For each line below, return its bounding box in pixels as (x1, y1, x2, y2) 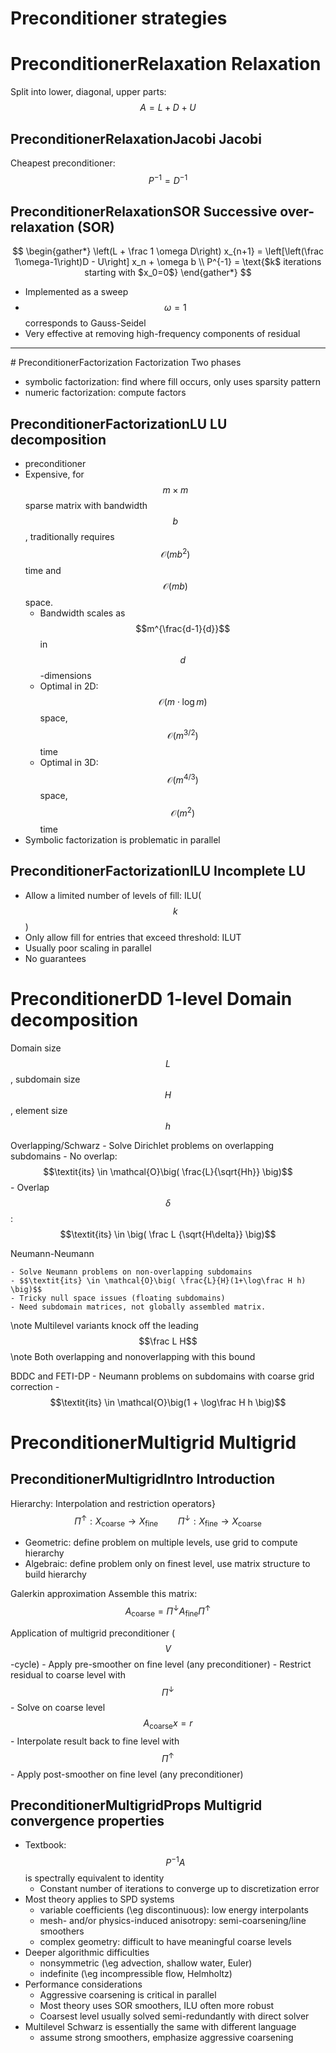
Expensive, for (24, 468, 85, 481)
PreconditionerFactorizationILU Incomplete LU (10, 863, 307, 880)
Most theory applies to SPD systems (24, 1893, 175, 1906)
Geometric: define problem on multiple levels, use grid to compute (24, 1537, 298, 1549)
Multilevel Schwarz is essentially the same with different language (24, 2021, 297, 2033)
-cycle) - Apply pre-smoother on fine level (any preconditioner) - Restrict (10, 1658, 312, 1670)
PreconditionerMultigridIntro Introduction (10, 1471, 276, 1488)
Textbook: (24, 1839, 67, 1851)
